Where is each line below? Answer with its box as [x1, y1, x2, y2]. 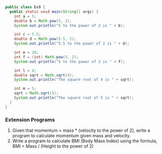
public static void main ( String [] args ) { [9, 9, 99, 14]
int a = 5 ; [14, 14, 37, 19]
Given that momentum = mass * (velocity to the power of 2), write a [12, 127, 150, 133]
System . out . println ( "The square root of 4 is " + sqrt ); [14, 77, 134, 82]
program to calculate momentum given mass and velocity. [12, 132, 131, 138]
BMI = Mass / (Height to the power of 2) [12, 143, 94, 149]
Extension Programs [5, 116, 55, 123]
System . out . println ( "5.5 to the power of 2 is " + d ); [14, 41, 130, 46]
